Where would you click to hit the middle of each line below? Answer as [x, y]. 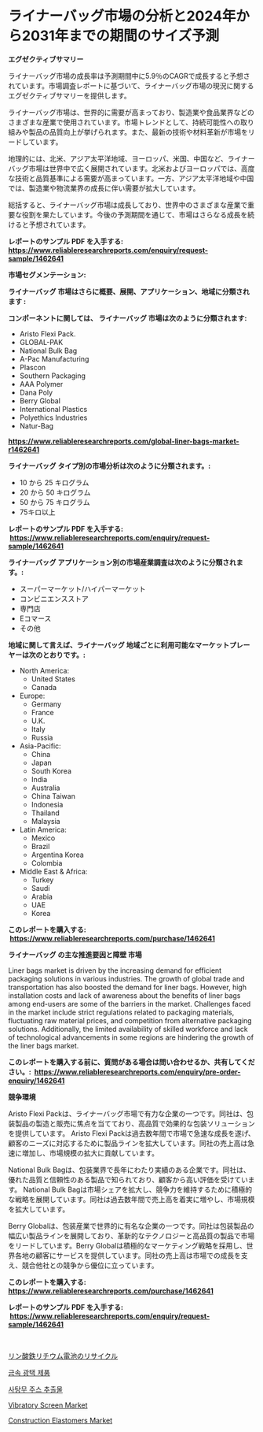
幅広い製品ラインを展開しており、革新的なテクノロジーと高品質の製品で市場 [131, 1235]
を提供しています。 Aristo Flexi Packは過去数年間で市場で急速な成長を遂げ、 [131, 1133]
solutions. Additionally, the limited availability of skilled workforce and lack [128, 1029]
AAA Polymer [41, 384]
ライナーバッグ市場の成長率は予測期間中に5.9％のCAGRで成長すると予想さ [129, 76]
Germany [46, 704]
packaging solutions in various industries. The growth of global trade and [126, 978]
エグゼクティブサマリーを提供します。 [69, 95]
